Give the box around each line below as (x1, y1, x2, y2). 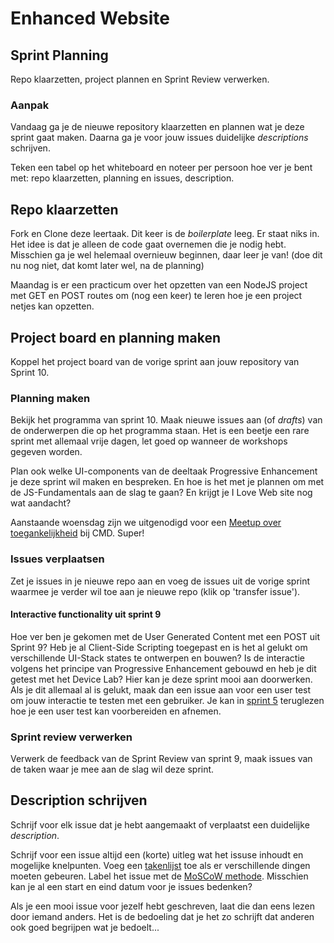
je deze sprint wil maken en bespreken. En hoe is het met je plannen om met (10, 476, 325, 488)
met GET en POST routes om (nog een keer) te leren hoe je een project (10, 290, 303, 302)
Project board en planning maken (10, 329, 221, 346)
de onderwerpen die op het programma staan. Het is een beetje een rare (10, 425, 310, 437)
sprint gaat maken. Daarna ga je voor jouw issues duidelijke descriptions (10, 132, 309, 144)
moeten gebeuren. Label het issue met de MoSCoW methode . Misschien (10, 870, 309, 882)
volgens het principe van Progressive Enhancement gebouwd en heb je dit (10, 662, 317, 674)
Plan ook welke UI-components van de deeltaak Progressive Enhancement (10, 465, 318, 477)
